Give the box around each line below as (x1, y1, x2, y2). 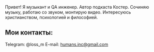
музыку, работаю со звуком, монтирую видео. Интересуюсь (5, 9, 131, 15)
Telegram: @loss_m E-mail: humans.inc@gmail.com (5, 41, 108, 47)
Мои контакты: (5, 29, 53, 37)
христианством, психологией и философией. (5, 15, 98, 20)
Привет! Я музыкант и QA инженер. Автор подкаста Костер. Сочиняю (5, 4, 149, 10)
